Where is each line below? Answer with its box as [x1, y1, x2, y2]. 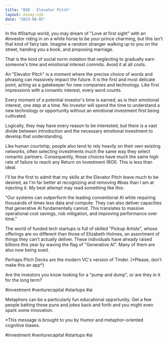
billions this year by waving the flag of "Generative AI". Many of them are [5, 242, 155, 248]
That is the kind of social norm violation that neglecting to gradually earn [5, 56, 155, 62]
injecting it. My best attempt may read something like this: [5, 185, 124, 191]
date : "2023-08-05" [5, 17, 46, 22]
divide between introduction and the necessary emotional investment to [5, 128, 153, 134]
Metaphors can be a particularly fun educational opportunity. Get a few [5, 297, 151, 303]
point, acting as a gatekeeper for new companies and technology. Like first [5, 82, 159, 88]
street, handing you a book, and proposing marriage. [5, 46, 114, 53]
